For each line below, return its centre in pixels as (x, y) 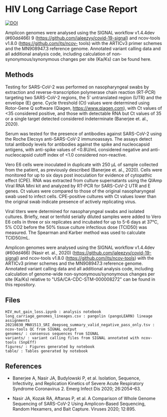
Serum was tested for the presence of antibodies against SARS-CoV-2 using (83, 134)
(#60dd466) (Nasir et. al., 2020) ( (40, 252)
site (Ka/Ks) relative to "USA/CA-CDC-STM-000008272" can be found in (80, 279)
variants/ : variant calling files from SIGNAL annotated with (72, 338)
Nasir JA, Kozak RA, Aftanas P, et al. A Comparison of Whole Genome (84, 399)
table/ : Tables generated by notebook (47, 351)
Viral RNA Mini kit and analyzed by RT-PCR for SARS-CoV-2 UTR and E (78, 186)
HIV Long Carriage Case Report (71, 9)
